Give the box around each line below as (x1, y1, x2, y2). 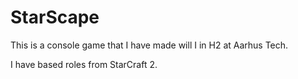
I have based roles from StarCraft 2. (10, 58, 158, 70)
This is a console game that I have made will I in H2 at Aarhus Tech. (10, 39, 289, 51)
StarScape (10, 6, 100, 29)
